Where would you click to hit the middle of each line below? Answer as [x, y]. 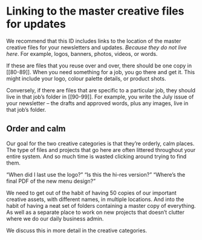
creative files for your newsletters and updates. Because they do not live [96, 47]
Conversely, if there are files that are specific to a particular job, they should [101, 90]
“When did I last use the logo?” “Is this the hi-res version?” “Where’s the [96, 174]
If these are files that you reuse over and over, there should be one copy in [99, 66]
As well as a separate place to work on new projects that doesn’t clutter [96, 212]
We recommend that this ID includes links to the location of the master [94, 41]
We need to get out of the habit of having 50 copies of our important [91, 193]
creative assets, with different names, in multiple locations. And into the [95, 199]
